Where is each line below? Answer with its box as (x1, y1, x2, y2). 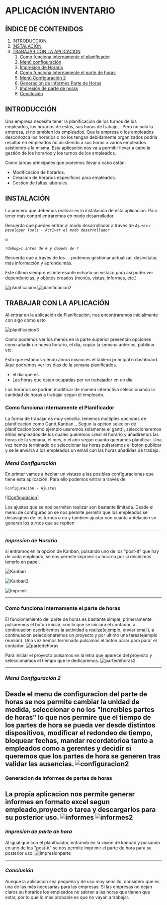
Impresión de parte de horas (19, 85, 78, 91)
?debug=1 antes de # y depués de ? (5, 246, 79, 251)
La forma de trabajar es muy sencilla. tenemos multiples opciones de (5, 415, 147, 421)
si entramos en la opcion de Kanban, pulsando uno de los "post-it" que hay (5, 548, 159, 554)
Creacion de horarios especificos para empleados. (12, 174, 116, 180)
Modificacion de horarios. (12, 169, 66, 175)
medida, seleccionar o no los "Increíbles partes (5, 705, 155, 714)
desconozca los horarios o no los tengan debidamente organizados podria (5, 134, 158, 140)
